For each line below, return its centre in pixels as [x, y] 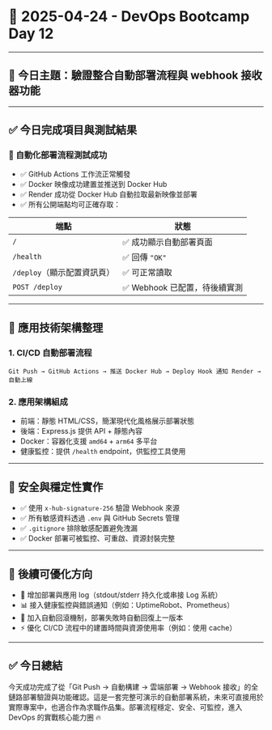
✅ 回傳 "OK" [145, 257]
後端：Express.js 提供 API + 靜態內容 [81, 431]
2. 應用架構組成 [38, 402]
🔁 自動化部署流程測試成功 [58, 155]
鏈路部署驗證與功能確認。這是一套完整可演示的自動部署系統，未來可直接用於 [136, 697]
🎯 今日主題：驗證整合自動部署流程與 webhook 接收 [136, 76]
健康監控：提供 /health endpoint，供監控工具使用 [103, 452]
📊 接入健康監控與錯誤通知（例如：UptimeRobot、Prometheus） [127, 605]
